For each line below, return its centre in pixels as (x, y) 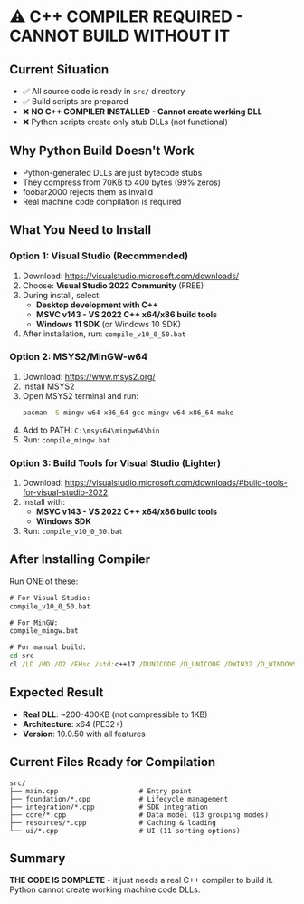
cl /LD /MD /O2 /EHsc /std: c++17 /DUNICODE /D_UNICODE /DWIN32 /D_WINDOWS (153, 665)
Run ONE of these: (44, 581)
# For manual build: (48, 647)
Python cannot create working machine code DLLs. (105, 889)
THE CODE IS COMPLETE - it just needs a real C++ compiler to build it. (142, 880)
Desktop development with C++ (97, 305)
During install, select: (62, 295)
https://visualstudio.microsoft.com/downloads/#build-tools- (176, 482)
